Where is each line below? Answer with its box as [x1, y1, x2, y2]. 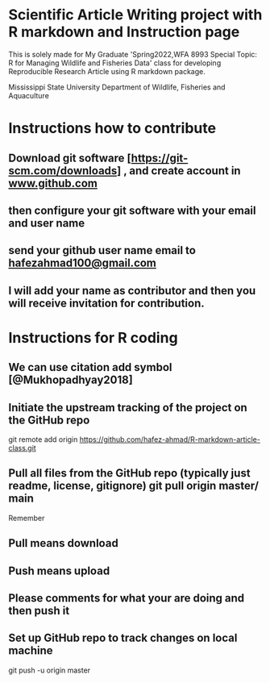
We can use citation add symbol [8, 360, 172, 374]
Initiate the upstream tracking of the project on [8, 401, 247, 414]
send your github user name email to [8, 244, 196, 257]
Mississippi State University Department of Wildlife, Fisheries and [8, 82, 226, 92]
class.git [8, 444, 36, 453]
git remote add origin [8, 435, 78, 444]
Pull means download [8, 536, 118, 550]
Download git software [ [8, 151, 131, 165]
